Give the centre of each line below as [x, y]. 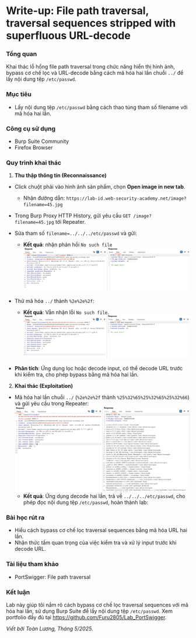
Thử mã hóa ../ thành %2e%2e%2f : [54, 301]
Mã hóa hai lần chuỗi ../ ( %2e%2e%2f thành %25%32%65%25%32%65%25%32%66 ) [102, 397]
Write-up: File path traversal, [77, 11]
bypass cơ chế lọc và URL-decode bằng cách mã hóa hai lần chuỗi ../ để [95, 73]
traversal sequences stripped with [91, 23]
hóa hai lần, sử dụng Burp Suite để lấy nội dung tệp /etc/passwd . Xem [90, 611]
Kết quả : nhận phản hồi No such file [68, 245]
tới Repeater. [70, 222]
